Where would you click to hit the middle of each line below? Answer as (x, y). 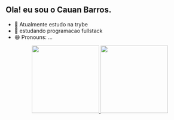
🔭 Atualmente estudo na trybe (51, 24)
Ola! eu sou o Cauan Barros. (59, 10)
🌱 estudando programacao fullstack (58, 31)
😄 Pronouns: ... (33, 37)
